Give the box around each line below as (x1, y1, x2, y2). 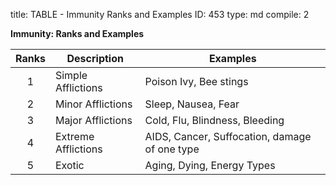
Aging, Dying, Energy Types (144, 159, 276, 172)
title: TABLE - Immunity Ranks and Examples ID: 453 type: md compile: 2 (10, 9, 310, 20)
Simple (54, 69, 88, 82)
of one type (144, 142, 200, 156)
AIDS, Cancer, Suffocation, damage (144, 130, 312, 143)
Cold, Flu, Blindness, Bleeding (144, 114, 285, 127)
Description (66, 52, 124, 65)
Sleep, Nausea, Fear (144, 97, 240, 111)
